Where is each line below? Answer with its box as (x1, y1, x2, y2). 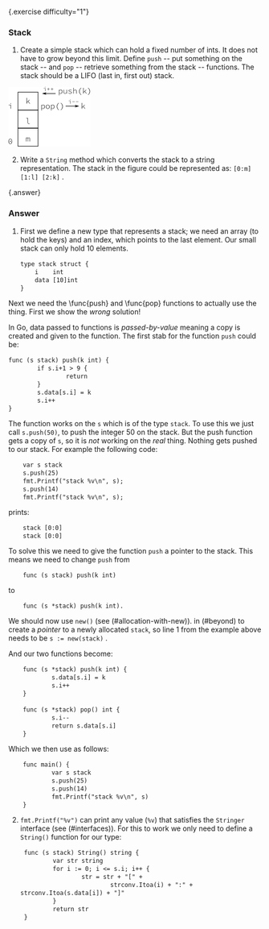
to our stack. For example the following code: (8, 444, 158, 454)
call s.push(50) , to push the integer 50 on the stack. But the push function (8, 427, 253, 437)
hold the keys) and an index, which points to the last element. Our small (19, 234, 257, 244)
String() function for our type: (19, 832, 122, 841)
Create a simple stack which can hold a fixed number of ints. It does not (19, 45, 259, 55)
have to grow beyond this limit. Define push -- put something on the (19, 54, 243, 64)
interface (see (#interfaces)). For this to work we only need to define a (19, 823, 253, 833)
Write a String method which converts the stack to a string (19, 155, 215, 164)
